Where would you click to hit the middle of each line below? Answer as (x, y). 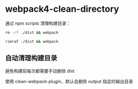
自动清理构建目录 (31, 58)
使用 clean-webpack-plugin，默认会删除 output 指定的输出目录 (69, 81)
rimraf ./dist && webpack (32, 41)
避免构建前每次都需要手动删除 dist (40, 71)
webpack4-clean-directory (62, 9)
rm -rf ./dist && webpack (32, 32)
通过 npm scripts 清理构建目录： (38, 23)
